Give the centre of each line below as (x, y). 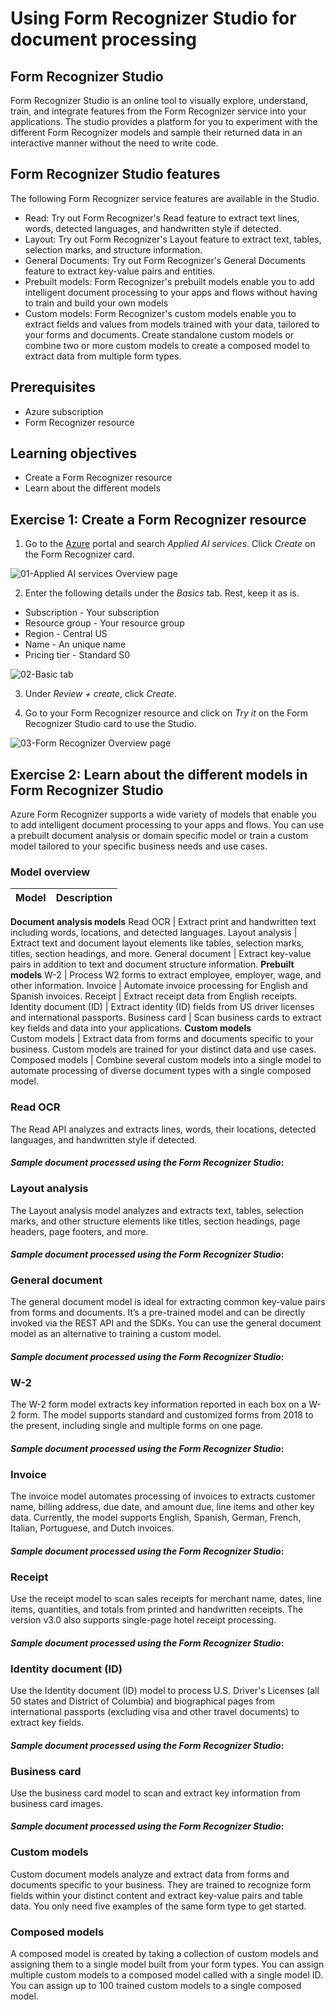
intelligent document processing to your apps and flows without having (171, 292)
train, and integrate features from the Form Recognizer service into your (158, 111)
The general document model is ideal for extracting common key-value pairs (168, 1302)
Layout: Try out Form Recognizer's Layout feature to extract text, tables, (173, 239)
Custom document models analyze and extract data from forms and (150, 1874)
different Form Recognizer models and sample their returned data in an (156, 132)
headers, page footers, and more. (79, 1231)
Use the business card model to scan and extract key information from (155, 1793)
